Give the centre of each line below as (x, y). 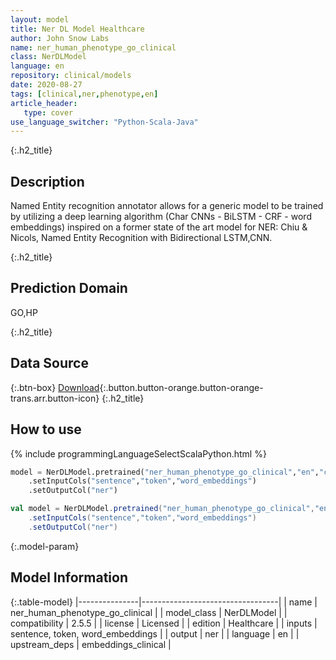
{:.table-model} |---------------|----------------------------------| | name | (164, 602)
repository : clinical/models (71, 76)
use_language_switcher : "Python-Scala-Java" (104, 122)
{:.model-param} (45, 546)
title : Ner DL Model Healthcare (77, 29)
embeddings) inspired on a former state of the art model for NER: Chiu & (159, 227)
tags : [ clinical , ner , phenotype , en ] (84, 94)
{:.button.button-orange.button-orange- (181, 387)
